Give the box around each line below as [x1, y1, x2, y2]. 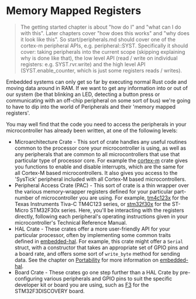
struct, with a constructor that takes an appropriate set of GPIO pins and [14, 244, 189, 251]
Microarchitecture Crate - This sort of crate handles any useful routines [14, 138, 187, 145]
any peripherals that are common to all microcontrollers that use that [14, 150, 180, 157]
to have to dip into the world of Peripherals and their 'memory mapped [6, 103, 176, 110]
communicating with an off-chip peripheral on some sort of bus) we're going [6, 97, 191, 104]
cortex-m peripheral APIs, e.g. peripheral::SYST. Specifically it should [20, 42, 188, 49]
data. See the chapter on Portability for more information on [14, 256, 159, 263]
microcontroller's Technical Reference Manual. [14, 219, 128, 226]
